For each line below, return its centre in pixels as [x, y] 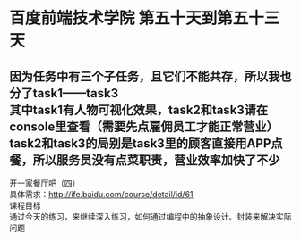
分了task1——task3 [64, 93]
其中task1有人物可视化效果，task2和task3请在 [139, 109]
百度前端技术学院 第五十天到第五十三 [145, 18]
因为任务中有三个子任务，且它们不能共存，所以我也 [150, 76]
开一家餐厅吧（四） [45, 183]
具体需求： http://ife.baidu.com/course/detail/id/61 [102, 194]
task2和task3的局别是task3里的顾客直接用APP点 [146, 143]
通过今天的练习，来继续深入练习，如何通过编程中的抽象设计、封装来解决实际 [150, 216]
